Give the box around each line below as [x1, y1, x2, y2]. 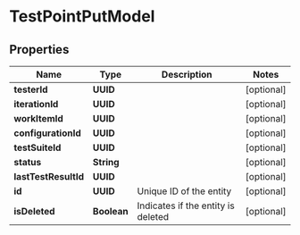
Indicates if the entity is [137, 199, 235, 212]
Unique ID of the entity [137, 185, 232, 197]
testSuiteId [13, 141, 62, 154]
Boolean [92, 206, 129, 217]
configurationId [13, 127, 82, 139]
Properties [9, 42, 70, 57]
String [92, 156, 120, 168]
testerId [13, 83, 48, 96]
